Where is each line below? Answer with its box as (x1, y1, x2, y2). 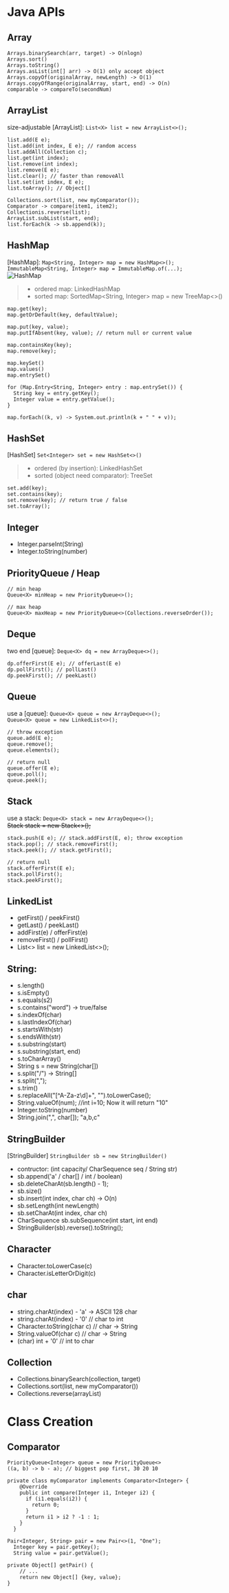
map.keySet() (7, 359, 45, 366)
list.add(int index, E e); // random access (7, 142, 137, 149)
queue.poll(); (7, 770, 48, 778)
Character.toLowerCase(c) (17, 1261, 93, 1270)
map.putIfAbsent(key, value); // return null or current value (7, 329, 193, 337)
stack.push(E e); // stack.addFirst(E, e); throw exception (7, 834, 184, 841)
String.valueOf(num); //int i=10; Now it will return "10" (17, 1099, 168, 1107)
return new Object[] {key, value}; (19, 1574, 122, 1581)
